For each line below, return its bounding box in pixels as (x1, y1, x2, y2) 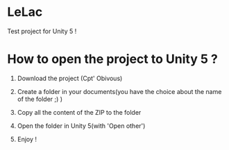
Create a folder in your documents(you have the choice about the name (17, 87, 222, 95)
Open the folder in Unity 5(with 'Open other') (17, 122, 146, 130)
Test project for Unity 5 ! (7, 27, 77, 35)
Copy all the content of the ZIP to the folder (17, 108, 142, 116)
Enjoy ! (17, 135, 37, 143)
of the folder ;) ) (17, 95, 63, 103)
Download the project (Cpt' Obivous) (17, 74, 123, 82)
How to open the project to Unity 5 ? (7, 51, 219, 67)
